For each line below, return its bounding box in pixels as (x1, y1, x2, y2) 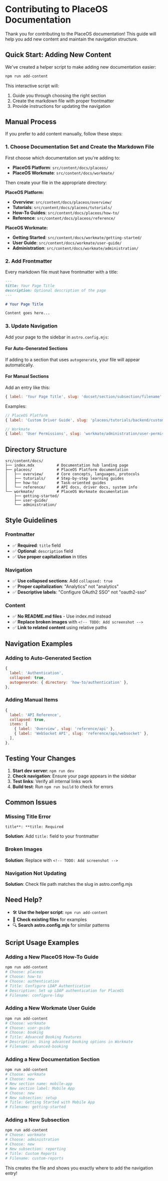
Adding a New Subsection (5, 1116, 69, 1123)
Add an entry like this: (5, 384, 50, 390)
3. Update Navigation (5, 322, 58, 329)
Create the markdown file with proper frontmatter (12, 98, 114, 104)
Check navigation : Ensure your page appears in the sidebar (12, 773, 136, 779)
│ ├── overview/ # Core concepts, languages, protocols (5, 472, 140, 477)
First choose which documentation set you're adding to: (5, 154, 120, 161)
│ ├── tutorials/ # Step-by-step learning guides (5, 476, 124, 481)
